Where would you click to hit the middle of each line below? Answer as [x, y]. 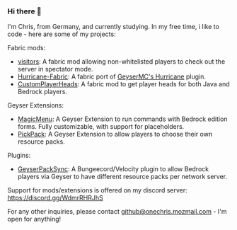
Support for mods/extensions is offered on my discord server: [97, 190]
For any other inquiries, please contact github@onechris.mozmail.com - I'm [117, 212]
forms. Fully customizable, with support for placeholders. [101, 127]
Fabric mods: [27, 48]
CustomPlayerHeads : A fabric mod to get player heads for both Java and [123, 84]
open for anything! [34, 219]
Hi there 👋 [25, 11]
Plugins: [19, 156]
